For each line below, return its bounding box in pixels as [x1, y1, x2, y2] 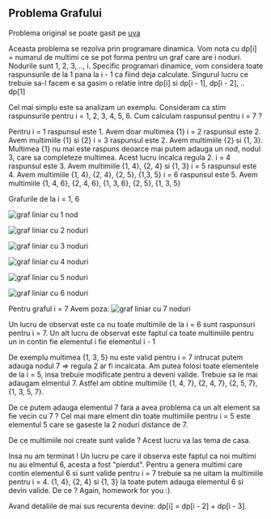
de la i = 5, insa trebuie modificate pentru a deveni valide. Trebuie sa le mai [8, 369, 258, 379]
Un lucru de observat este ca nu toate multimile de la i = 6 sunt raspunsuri [8, 319, 256, 329]
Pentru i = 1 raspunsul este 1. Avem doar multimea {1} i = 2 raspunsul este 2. [8, 126, 261, 136]
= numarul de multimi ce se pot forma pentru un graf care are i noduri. [8, 52, 243, 62]
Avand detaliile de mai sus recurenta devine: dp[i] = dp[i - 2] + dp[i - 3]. [8, 501, 248, 511]
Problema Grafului [8, 6, 103, 20]
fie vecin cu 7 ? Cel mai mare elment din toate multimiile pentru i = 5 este [8, 411, 251, 420]
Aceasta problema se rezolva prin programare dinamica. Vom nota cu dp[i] [8, 44, 257, 53]
